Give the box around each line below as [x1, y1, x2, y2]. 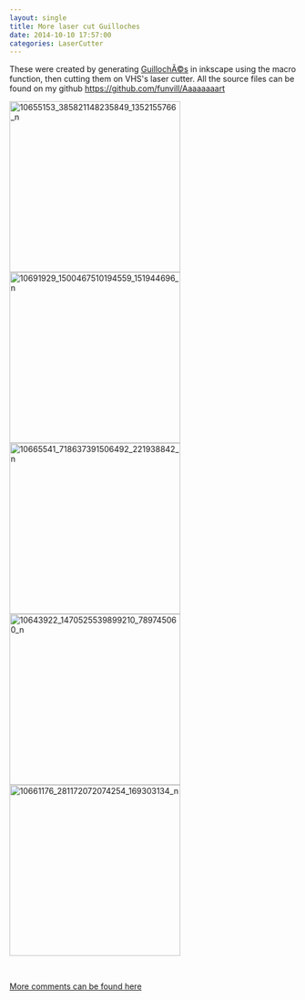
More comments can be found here [9, 981, 143, 992]
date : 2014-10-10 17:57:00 [9, 30, 112, 39]
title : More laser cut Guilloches [9, 22, 141, 31]
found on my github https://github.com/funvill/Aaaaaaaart [9, 83, 226, 94]
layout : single [9, 13, 67, 23]
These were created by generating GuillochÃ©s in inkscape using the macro [9, 64, 297, 75]
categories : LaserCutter [9, 38, 104, 48]
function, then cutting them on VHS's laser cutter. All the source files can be [9, 74, 295, 85]
